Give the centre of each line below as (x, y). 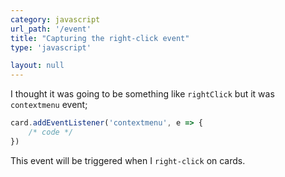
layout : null (37, 66)
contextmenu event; (49, 105)
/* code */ (51, 132)
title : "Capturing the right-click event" (100, 38)
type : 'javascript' (51, 47)
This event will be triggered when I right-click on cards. (128, 160)
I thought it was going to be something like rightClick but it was (142, 94)
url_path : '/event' (51, 29)
